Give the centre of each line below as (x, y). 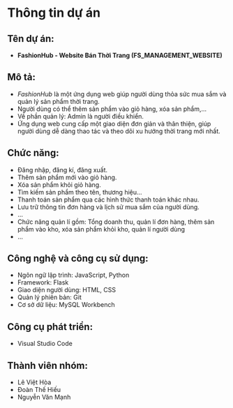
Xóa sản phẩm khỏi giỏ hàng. (59, 184)
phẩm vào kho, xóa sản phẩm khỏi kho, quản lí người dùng (101, 229)
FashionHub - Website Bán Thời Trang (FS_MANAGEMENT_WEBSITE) (120, 55)
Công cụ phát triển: (50, 327)
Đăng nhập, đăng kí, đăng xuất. (62, 169)
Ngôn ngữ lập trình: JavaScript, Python (73, 275)
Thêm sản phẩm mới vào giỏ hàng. (67, 177)
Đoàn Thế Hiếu (39, 390)
